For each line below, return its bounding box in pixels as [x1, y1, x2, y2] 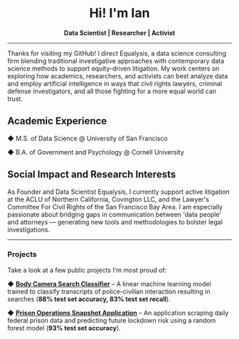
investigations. [7, 225, 51, 234]
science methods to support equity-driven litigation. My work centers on [7, 64, 220, 73]
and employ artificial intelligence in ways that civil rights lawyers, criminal [7, 79, 223, 88]
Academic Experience [7, 115, 107, 127]
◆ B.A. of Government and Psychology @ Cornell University [7, 147, 185, 156]
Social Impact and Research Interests [7, 169, 176, 181]
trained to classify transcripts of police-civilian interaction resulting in [7, 287, 211, 296]
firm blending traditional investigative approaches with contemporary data [7, 56, 225, 65]
